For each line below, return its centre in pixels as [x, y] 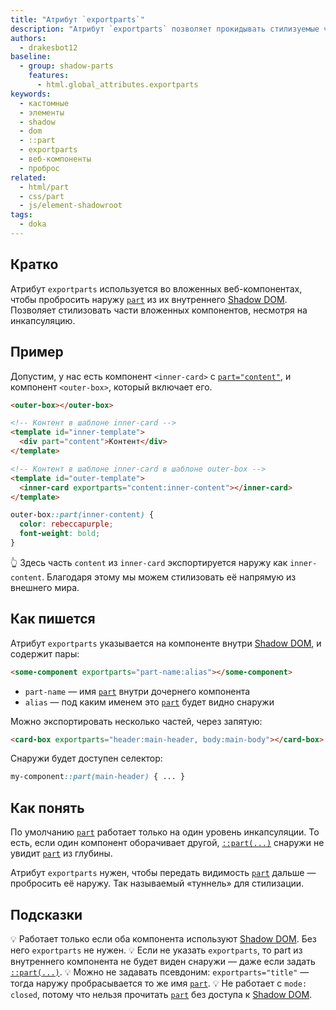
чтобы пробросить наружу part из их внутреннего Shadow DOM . [149, 299]
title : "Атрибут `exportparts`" [77, 19]
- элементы [42, 112]
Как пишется [53, 619]
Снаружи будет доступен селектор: [86, 758]
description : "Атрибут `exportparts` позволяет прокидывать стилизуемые [165, 29]
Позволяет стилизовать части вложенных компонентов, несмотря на [159, 310]
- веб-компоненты [55, 159]
